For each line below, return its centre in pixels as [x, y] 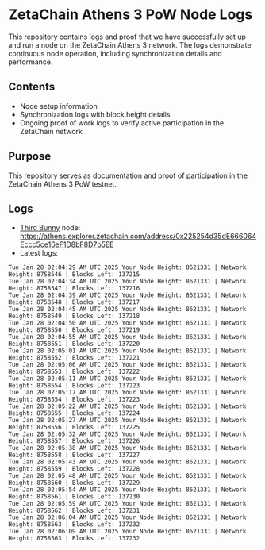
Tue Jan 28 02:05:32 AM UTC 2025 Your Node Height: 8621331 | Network [127, 434]
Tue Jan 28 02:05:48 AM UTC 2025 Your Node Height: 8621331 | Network [127, 476]
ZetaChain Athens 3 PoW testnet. [62, 183]
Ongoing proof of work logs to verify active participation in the [122, 123]
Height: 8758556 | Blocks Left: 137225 [74, 427]
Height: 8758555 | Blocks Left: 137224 [74, 413]
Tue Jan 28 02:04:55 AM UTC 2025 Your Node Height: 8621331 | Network [127, 337]
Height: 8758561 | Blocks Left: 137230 [74, 497]
